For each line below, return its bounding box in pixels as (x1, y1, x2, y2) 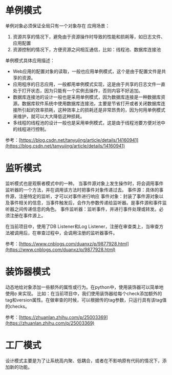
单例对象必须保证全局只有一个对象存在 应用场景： (5, 23, 110, 29)
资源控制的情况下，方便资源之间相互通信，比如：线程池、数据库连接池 (12, 46, 161, 52)
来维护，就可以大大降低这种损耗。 (12, 113, 85, 119)
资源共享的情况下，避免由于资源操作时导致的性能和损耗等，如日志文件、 (12, 33, 165, 40)
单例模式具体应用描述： (5, 57, 55, 63)
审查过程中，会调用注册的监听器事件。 (36, 230, 118, 236)
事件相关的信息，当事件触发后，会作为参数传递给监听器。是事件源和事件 (9, 199, 162, 205)
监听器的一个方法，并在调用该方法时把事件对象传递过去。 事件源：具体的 (5, 186, 159, 193)
